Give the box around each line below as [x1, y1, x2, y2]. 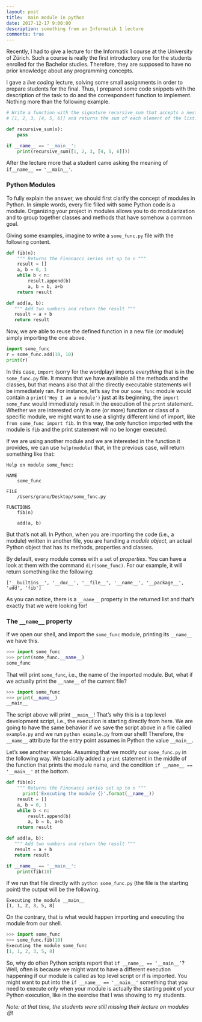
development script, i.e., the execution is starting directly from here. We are [6, 718, 194, 725]
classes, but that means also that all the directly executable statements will [6, 381, 191, 388]
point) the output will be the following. [6, 886, 100, 893]
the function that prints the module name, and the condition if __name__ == [6, 761, 193, 768]
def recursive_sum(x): [6, 126, 63, 132]
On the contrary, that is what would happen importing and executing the [6, 913, 185, 921]
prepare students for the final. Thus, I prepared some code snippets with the [6, 85, 195, 92]
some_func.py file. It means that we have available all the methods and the [6, 374, 188, 382]
